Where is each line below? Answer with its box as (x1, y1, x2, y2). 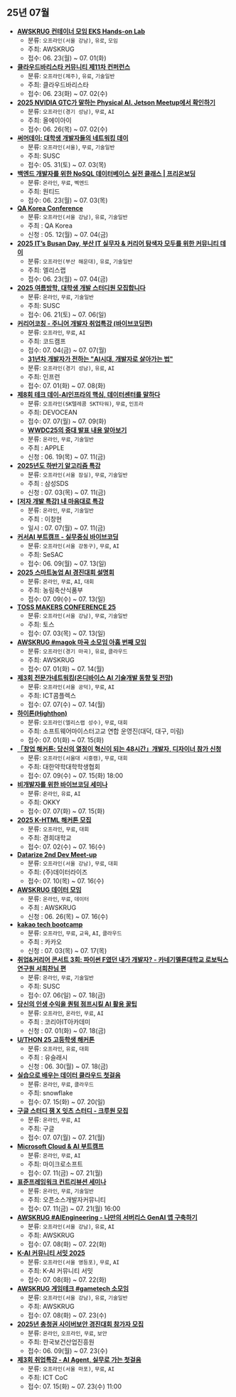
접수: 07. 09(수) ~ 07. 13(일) (27, 595, 106, 603)
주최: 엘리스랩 (27, 265, 66, 274)
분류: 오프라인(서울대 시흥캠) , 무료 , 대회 (27, 753, 128, 762)
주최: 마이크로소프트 (27, 1159, 83, 1168)
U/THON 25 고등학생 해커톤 (16, 1035, 95, 1043)
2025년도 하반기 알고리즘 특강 (16, 461, 101, 469)
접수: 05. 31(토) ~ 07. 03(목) (27, 160, 107, 169)
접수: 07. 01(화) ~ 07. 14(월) (27, 664, 104, 673)
